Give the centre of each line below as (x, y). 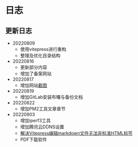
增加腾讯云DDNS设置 (42, 127)
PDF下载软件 (33, 139)
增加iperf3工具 (36, 120)
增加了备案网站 (36, 73)
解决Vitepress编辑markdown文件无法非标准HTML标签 (76, 133)
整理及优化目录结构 (40, 56)
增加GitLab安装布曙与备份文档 (51, 97)
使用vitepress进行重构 (43, 49)
